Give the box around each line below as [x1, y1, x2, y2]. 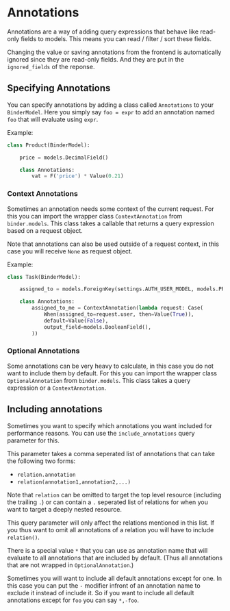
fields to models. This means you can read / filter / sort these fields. [20, 34, 212, 42]
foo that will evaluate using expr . [7, 115, 99, 123]
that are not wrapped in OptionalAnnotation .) [7, 560, 134, 569]
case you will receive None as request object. [7, 247, 133, 255]
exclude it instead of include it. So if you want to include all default [7, 588, 194, 597]
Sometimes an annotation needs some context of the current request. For [7, 204, 214, 213]
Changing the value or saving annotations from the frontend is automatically [7, 48, 222, 56]
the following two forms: [7, 457, 76, 465]
